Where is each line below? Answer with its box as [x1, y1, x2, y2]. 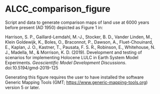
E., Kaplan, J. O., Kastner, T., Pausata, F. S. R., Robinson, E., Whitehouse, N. [5, 44, 156, 50]
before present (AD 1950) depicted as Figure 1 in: [5, 24, 103, 30]
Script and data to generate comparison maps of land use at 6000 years [5, 19, 149, 25]
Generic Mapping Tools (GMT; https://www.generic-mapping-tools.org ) [5, 79, 148, 85]
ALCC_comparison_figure [5, 3, 111, 15]
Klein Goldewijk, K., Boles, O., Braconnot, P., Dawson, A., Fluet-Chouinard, [5, 39, 154, 45]
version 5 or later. [5, 84, 40, 90]
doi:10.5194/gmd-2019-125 [5, 64, 59, 71]
